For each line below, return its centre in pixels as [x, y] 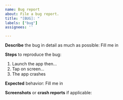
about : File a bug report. [32, 14]
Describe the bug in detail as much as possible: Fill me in [62, 45]
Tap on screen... [28, 69]
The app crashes [29, 74]
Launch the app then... [34, 64]
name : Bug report [22, 9]
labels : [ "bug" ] [21, 23]
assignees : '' [19, 27]
